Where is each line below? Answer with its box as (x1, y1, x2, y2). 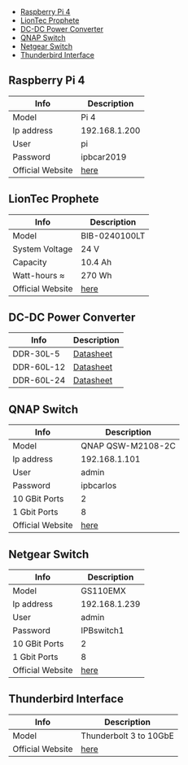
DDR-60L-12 (12, 361, 66, 373)
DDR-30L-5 (12, 348, 60, 360)
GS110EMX (81, 585, 126, 597)
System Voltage (12, 243, 73, 255)
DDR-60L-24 (12, 374, 66, 386)
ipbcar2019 (81, 151, 127, 162)
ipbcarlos (81, 480, 117, 492)
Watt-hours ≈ (12, 269, 65, 281)
